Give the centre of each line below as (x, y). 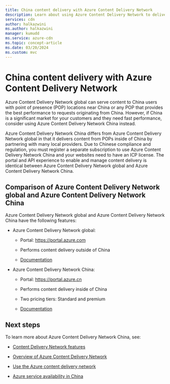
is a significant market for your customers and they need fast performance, (83, 118)
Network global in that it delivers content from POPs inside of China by (79, 139)
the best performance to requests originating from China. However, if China (84, 113)
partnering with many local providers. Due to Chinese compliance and (78, 144)
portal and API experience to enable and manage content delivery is (76, 161)
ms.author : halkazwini (29, 29)
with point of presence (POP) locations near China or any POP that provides (84, 107)
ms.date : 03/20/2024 (27, 48)
